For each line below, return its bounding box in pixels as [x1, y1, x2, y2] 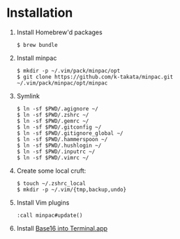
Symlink [16, 92, 40, 100]
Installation [6, 5, 73, 21]
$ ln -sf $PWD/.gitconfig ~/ [16, 124, 102, 131]
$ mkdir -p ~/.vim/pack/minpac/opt [16, 67, 121, 74]
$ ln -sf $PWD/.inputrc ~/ [16, 148, 96, 155]
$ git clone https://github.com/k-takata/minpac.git [16, 73, 174, 80]
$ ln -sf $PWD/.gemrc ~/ [16, 117, 89, 124]
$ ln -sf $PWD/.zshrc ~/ [16, 111, 89, 118]
